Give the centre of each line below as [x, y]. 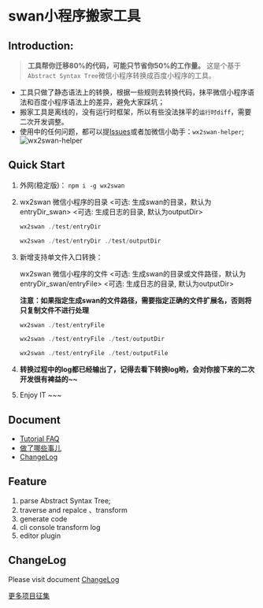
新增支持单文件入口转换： [61, 257]
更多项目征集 [29, 595]
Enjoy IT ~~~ [41, 395]
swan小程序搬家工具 [75, 16]
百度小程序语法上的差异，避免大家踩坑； [99, 102]
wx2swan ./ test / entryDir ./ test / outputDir [90, 241]
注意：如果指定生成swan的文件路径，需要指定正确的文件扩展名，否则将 [135, 300]
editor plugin [40, 536]
